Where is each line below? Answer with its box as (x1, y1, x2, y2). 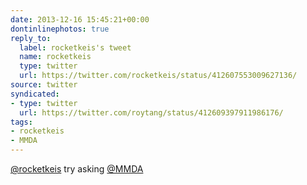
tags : (10, 117, 33, 127)
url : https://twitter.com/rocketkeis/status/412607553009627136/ (19, 71, 298, 81)
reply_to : (10, 33, 52, 43)
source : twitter (10, 80, 78, 90)
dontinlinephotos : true (10, 24, 110, 34)
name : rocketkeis (19, 52, 92, 62)
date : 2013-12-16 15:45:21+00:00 (10, 14, 150, 25)
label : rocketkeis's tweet (19, 42, 132, 53)
